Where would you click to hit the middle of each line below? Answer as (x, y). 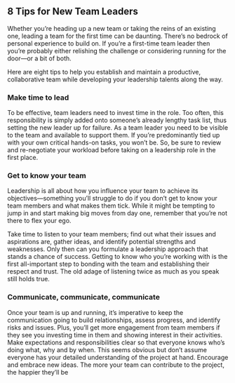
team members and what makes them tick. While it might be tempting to (111, 206)
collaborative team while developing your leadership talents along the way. (115, 79)
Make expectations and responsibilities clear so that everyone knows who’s (116, 342)
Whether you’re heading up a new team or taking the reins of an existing (112, 28)
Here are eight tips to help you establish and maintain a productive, (104, 72)
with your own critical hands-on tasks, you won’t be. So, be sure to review (114, 142)
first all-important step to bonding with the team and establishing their (108, 264)
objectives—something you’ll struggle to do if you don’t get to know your (112, 199)
